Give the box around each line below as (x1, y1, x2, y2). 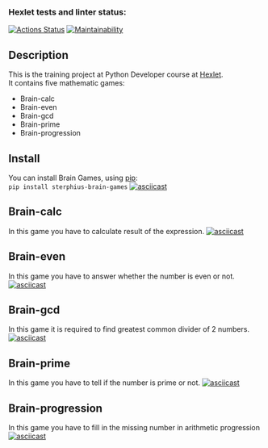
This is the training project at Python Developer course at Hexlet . (8, 69, 224, 79)
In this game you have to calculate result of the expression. (8, 226, 205, 236)
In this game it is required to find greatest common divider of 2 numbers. (8, 324, 250, 334)
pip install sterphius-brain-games (8, 182, 128, 191)
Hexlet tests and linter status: (8, 6, 127, 18)
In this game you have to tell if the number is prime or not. (8, 378, 200, 387)
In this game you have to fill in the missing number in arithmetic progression (8, 422, 261, 432)
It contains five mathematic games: (8, 78, 125, 88)
